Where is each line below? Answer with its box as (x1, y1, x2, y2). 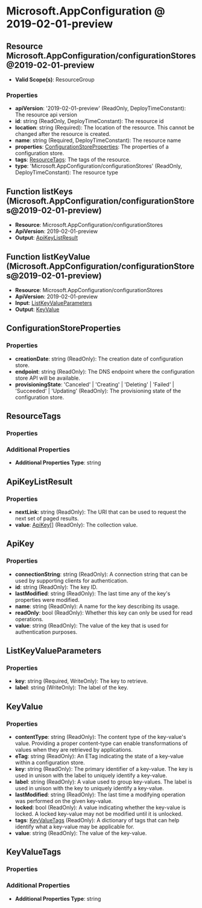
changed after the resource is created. (14, 130, 111, 138)
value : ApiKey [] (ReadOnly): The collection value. (14, 521, 138, 528)
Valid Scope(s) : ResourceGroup (14, 76, 95, 83)
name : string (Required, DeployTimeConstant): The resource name (14, 137, 181, 144)
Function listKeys (6, 186, 74, 197)
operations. (14, 615, 44, 622)
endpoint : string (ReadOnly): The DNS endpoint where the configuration (14, 368, 195, 375)
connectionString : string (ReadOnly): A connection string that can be (14, 571, 188, 578)
